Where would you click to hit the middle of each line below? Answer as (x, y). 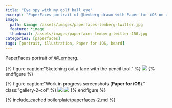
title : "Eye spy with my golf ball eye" (49, 10)
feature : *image (27, 29)
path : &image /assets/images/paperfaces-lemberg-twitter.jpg (77, 24)
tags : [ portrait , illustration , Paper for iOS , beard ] (65, 44)
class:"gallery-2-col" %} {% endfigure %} (56, 90)
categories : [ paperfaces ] (33, 39)
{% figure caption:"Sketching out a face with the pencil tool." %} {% (80, 68)
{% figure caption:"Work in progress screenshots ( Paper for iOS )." (75, 84)
